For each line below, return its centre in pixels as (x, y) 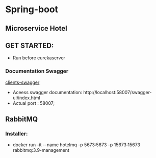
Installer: (17, 134)
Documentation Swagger (37, 71)
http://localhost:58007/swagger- (118, 92)
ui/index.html (26, 98)
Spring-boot (32, 9)
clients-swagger (22, 82)
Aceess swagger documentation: (47, 92)
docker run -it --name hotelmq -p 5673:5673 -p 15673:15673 (76, 145)
